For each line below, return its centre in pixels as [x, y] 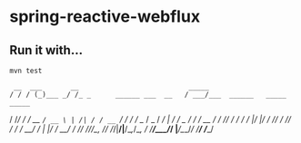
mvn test [26, 71]
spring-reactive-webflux [105, 17]
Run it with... [46, 50]
